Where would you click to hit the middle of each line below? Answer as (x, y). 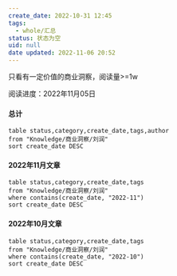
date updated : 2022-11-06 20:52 (62, 53)
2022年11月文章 (34, 165)
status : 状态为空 (35, 38)
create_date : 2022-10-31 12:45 (60, 16)
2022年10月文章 (35, 224)
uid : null (25, 46)
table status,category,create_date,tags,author (89, 131)
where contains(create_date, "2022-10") (77, 257)
